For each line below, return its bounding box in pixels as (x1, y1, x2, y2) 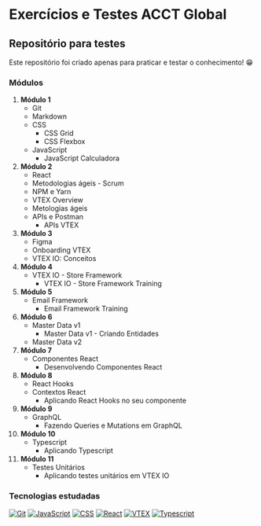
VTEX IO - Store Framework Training (43, 279, 162, 289)
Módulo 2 (20, 162, 53, 171)
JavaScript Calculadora (43, 153, 120, 163)
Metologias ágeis (31, 204, 88, 213)
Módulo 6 (20, 312, 53, 322)
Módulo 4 (20, 262, 53, 272)
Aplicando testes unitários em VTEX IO (43, 471, 170, 480)
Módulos (9, 77, 44, 88)
